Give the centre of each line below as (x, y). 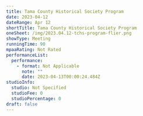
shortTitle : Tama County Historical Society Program (71, 28)
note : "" (32, 71)
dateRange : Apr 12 (28, 22)
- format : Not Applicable (48, 66)
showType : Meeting (28, 39)
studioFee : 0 (27, 93)
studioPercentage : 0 (36, 98)
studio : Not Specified (39, 88)
